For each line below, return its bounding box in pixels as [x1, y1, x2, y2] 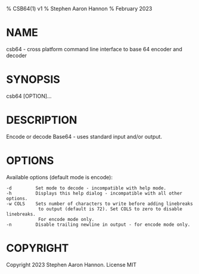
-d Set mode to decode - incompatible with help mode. [6, 185, 167, 191]
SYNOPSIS [6, 73, 61, 86]
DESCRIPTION [6, 113, 77, 127]
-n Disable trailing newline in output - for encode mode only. [6, 222, 191, 228]
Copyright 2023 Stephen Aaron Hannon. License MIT [6, 261, 137, 268]
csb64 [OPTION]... [6, 92, 52, 99]
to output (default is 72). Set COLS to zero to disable [38, 205, 183, 212]
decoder [6, 52, 27, 59]
